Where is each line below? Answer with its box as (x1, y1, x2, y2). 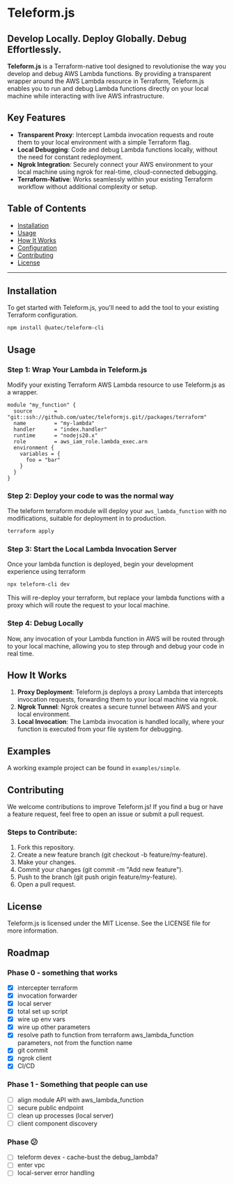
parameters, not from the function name (17, 1039, 132, 1047)
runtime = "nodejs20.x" (13, 432, 98, 439)
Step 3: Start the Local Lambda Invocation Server (7, 545, 178, 554)
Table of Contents (7, 202, 87, 214)
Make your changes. (17, 858, 77, 866)
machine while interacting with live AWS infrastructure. (7, 92, 165, 100)
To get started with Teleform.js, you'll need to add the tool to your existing (7, 304, 219, 312)
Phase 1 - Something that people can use (7, 1080, 148, 1090)
